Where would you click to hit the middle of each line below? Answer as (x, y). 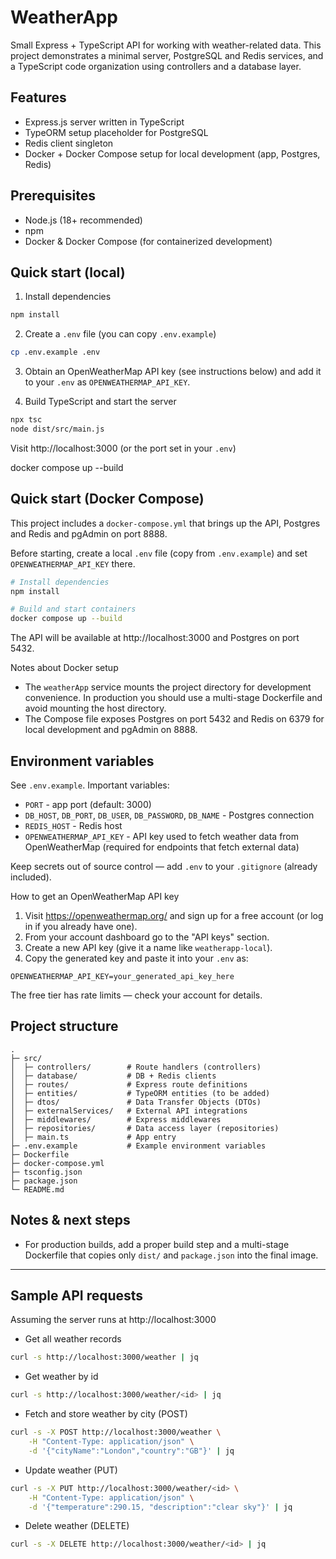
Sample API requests (77, 1296)
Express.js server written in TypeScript (104, 122)
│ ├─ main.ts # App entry (93, 1137)
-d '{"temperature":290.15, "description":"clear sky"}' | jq (160, 1507)
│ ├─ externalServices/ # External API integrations (129, 1111)
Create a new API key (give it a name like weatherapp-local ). (148, 947)
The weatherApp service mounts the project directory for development (168, 687)
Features (38, 97)
